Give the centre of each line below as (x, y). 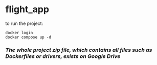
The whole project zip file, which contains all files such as (79, 50)
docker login (19, 32)
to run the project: (24, 23)
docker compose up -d (28, 37)
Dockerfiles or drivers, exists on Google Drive (63, 56)
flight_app (27, 9)
